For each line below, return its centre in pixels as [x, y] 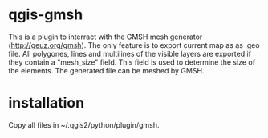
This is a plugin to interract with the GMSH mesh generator [106, 37]
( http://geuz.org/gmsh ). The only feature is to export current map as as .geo [134, 45]
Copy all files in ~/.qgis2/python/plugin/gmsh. [84, 124]
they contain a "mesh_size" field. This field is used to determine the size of [132, 62]
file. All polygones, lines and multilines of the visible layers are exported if [130, 53]
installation [47, 103]
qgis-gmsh [46, 15]
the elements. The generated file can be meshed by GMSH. [106, 70]
